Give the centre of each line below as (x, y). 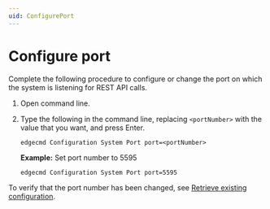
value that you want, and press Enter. (82, 128)
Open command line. (55, 103)
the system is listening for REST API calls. (78, 87)
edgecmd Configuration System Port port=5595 (98, 172)
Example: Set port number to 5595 (78, 157)
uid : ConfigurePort (41, 16)
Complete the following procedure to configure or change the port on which (135, 79)
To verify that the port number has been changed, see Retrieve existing (128, 187)
